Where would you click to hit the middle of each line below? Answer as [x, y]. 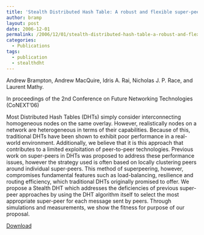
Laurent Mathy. [25, 86]
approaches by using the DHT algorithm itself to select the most [99, 194]
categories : [21, 40]
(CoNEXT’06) [23, 105]
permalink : [20, 35]
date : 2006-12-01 [28, 29]
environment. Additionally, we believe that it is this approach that [102, 142]
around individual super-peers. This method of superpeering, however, [95, 169]
